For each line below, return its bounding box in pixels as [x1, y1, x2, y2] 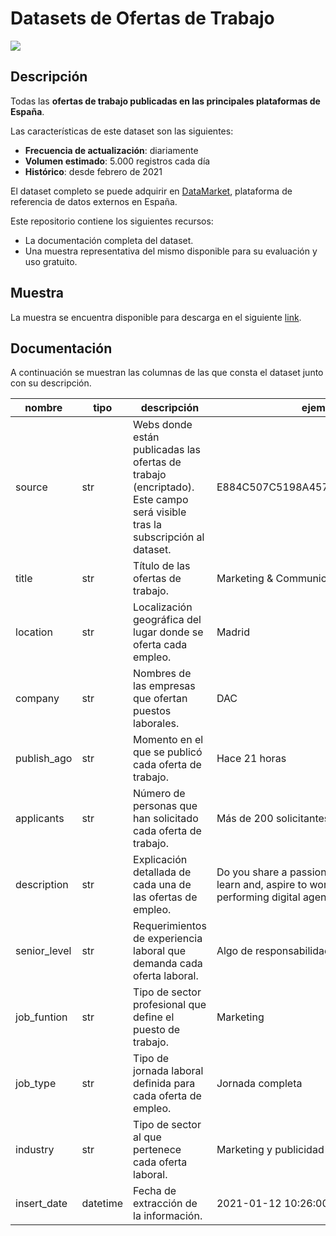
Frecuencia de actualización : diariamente [24, 144, 199, 156]
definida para [133, 1077, 196, 1091]
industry [15, 1143, 55, 1157]
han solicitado [133, 812, 199, 826]
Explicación [133, 853, 188, 867]
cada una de [133, 878, 192, 892]
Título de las [133, 559, 191, 573]
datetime [81, 1197, 124, 1211]
